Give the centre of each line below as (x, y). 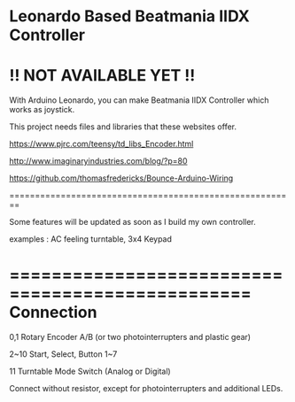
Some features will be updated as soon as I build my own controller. (133, 222)
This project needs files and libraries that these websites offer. (123, 127)
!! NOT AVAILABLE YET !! (102, 76)
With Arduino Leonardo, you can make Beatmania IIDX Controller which (139, 100)
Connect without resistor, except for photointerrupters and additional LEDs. (146, 389)
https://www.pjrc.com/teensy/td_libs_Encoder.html (101, 144)
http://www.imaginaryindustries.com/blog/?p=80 (98, 161)
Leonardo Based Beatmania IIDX (129, 16)
